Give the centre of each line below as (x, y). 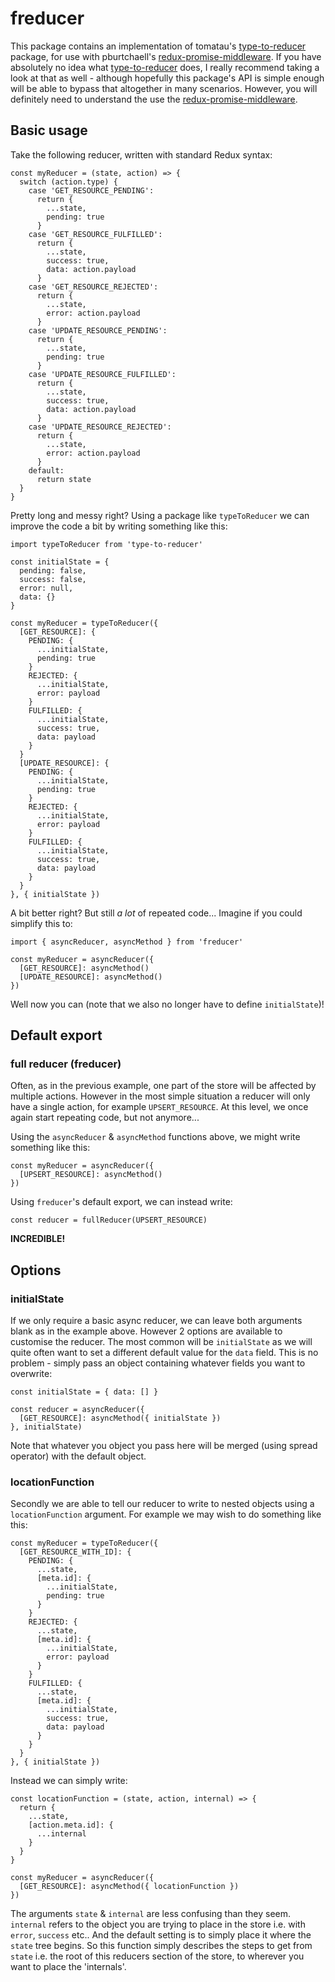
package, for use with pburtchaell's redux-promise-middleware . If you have (166, 56)
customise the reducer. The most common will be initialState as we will (161, 1342)
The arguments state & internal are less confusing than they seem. (151, 1914)
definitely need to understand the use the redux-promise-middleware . (154, 99)
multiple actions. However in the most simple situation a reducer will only (160, 1096)
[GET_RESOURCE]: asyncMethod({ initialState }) (120, 1418)
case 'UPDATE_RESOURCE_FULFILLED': (102, 374)
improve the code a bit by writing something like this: (119, 526)
